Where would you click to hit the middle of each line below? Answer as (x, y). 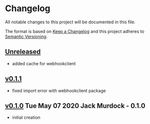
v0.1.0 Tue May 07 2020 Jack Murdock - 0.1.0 (75, 106)
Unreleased (23, 52)
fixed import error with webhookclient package (59, 90)
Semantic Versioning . (26, 36)
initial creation (26, 118)
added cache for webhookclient (44, 63)
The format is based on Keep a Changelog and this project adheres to (75, 31)
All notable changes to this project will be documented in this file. (70, 22)
